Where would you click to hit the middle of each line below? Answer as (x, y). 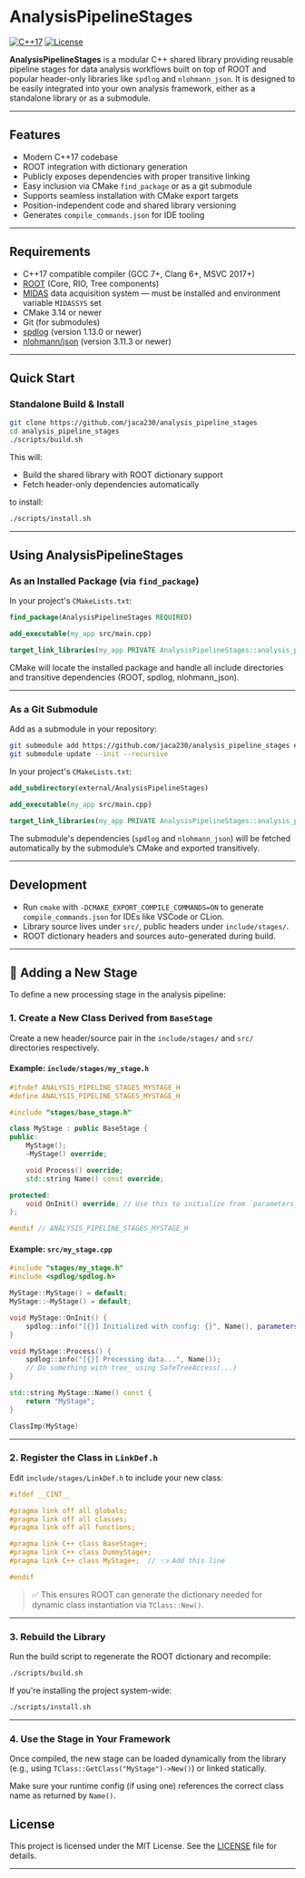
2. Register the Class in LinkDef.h (84, 1458)
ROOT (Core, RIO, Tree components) (91, 283)
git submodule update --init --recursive (89, 754)
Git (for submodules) (61, 322)
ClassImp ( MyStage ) (44, 1426)
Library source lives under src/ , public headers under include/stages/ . (156, 926)
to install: (26, 502)
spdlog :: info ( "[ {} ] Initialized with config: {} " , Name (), (140, 1326)
